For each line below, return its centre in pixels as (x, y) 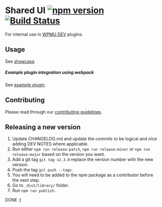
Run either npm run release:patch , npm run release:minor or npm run (81, 149)
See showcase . (20, 61)
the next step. (26, 180)
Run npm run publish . (34, 190)
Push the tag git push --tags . (42, 170)
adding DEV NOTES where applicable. (50, 144)
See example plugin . (26, 85)
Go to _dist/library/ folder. (40, 186)
